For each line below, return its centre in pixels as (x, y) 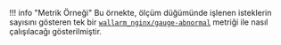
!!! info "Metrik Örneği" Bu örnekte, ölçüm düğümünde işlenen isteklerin (140, 13)
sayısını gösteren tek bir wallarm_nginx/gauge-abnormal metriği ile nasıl (139, 22)
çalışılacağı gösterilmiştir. (56, 31)
